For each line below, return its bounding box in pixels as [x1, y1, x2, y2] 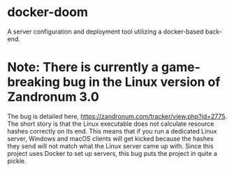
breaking [7, 74, 61, 90]
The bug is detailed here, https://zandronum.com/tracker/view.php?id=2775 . [7, 112, 227, 120]
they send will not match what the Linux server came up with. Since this [7, 141, 214, 150]
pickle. [7, 157, 27, 165]
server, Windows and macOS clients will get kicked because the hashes [7, 134, 214, 143]
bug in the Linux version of [62, 74, 221, 90]
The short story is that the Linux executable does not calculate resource [7, 120, 214, 128]
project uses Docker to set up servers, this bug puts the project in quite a [7, 149, 218, 157]
